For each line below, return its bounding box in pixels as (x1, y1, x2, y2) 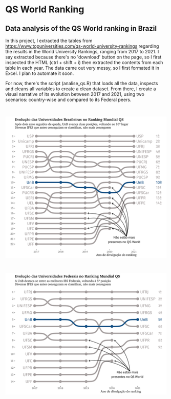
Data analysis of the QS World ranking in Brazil (5, 24, 157, 33)
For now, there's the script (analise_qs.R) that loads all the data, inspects (5, 81, 158, 86)
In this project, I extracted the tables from (5, 37, 93, 44)
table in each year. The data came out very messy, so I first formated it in (5, 65, 160, 71)
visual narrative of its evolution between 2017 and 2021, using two (5, 91, 144, 97)
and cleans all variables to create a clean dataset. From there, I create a (5, 86, 156, 92)
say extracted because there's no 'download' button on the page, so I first (5, 54, 162, 60)
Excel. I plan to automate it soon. (5, 70, 74, 76)
